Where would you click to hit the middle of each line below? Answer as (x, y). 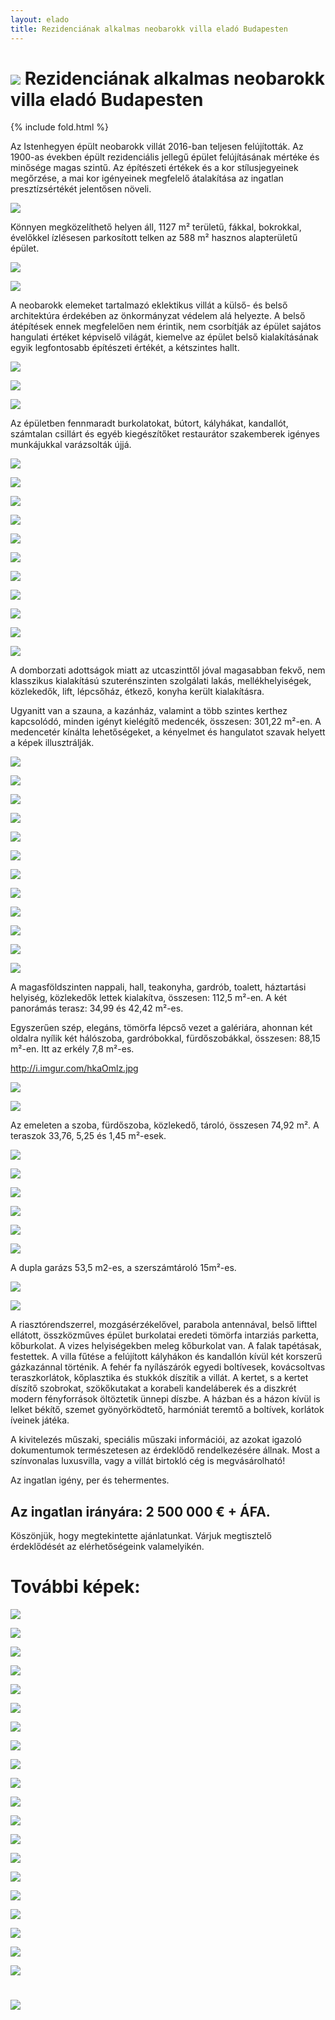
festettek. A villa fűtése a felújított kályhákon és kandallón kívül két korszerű (166, 1357)
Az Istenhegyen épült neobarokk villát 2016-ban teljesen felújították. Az (157, 147)
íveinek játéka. (40, 1420)
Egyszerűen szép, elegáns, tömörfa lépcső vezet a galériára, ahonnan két (161, 1028)
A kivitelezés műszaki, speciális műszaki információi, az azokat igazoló (156, 1440)
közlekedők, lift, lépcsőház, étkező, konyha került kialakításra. (137, 692)
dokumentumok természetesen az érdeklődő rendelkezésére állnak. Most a (165, 1450)
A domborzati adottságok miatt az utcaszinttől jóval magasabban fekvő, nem (168, 670)
